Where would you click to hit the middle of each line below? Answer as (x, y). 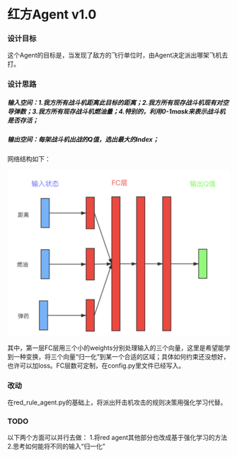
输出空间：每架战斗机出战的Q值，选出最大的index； (83, 140)
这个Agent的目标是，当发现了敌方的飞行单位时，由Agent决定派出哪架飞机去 (118, 55)
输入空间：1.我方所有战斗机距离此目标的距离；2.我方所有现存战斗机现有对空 (118, 103)
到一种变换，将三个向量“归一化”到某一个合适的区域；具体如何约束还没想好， (118, 356)
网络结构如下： (29, 159)
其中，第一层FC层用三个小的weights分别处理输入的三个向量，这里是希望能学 (119, 348)
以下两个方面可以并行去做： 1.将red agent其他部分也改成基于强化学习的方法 (117, 438)
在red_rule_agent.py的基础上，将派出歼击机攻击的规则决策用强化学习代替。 (117, 402)
